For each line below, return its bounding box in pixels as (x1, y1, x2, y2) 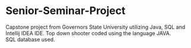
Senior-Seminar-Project (5, 4, 126, 18)
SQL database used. (5, 36, 55, 43)
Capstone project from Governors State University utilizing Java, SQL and (5, 23, 186, 30)
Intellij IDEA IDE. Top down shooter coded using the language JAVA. (5, 29, 171, 36)
